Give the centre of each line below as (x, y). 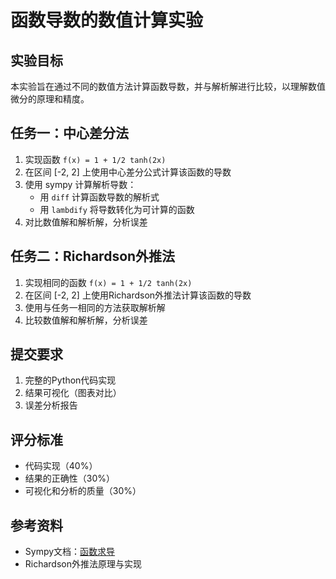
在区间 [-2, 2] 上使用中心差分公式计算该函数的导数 (128, 172)
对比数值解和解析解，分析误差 (86, 222)
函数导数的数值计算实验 (107, 20)
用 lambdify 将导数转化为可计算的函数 (117, 209)
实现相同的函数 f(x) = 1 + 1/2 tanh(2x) (108, 282)
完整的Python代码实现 (70, 380)
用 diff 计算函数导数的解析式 (99, 197)
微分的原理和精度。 (50, 99)
